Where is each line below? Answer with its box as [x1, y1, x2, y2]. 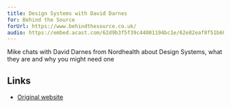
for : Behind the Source [7, 16, 76, 23]
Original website [16, 93, 64, 101]
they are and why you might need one [7, 55, 115, 64]
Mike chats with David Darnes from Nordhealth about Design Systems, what [7, 48, 223, 56]
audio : [7, 29, 26, 36]
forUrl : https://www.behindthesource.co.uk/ [7, 23, 137, 29]
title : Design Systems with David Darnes [7, 10, 128, 17]
